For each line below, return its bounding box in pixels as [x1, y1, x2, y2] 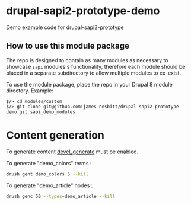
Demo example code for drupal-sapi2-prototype [6, 24, 124, 31]
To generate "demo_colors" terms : [6, 159, 92, 166]
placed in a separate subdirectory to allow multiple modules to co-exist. [6, 69, 182, 76]
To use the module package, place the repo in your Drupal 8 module [6, 81, 173, 88]
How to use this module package [6, 41, 129, 51]
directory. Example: [6, 87, 54, 94]
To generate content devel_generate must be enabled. [6, 148, 139, 155]
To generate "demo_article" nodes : [6, 182, 93, 189]
